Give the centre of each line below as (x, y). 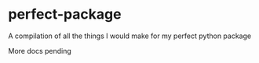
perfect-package (65, 14)
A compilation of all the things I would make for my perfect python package (130, 36)
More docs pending (40, 51)
